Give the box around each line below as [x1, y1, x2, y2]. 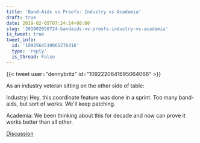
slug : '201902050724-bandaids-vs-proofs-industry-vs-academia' [6, 25, 169, 32]
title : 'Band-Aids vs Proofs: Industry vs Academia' [6, 8, 142, 15]
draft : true [6, 14, 36, 21]
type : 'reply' [11, 48, 47, 54]
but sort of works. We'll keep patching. [19, 100, 116, 107]
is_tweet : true [6, 31, 45, 37]
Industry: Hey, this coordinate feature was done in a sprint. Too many [6, 94, 178, 101]
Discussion [6, 130, 34, 137]
